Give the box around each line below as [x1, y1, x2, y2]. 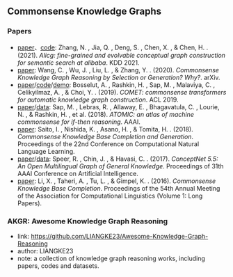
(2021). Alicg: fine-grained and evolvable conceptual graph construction [17, 51, 226, 59]
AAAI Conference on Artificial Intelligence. [17, 169, 139, 177]
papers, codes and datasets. [17, 261, 99, 270]
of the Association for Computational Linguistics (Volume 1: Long [17, 191, 203, 200]
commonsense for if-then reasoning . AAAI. [17, 118, 140, 126]
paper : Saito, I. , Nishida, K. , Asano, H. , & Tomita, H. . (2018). [17, 125, 193, 133]
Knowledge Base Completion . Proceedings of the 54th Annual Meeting [17, 184, 220, 192]
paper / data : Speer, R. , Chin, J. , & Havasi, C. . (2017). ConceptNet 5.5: [17, 155, 218, 163]
